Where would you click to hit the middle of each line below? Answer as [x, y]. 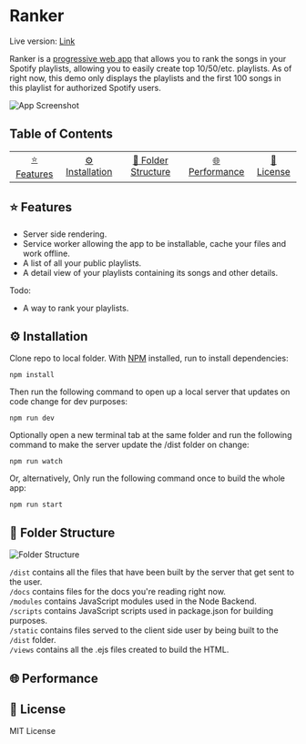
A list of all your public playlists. [82, 263]
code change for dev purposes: [69, 402]
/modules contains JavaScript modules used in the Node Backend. [133, 601]
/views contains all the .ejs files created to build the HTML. [119, 650]
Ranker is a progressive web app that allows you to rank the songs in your [148, 58]
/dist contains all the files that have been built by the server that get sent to [152, 572]
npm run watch [36, 462]
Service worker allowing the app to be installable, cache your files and [154, 243]
